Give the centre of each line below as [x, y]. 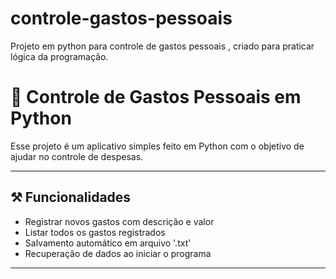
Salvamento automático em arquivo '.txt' [108, 243]
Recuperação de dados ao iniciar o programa [118, 253]
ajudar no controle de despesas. [77, 156]
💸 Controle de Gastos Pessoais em [156, 97]
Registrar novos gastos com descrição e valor [119, 221]
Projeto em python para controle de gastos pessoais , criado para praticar [162, 46]
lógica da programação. [59, 56]
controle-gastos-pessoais [121, 18]
